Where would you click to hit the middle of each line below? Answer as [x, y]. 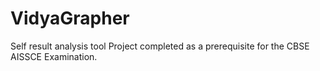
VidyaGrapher [70, 18]
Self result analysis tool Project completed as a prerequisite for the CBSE [160, 46]
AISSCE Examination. [54, 56]
